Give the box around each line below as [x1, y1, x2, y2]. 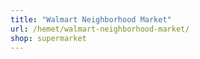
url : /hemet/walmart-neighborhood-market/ [10, 24, 190, 34]
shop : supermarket [10, 33, 87, 43]
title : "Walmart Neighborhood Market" [10, 14, 172, 25]
